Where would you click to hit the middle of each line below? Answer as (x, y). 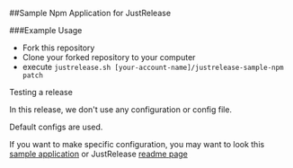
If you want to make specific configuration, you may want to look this (137, 144)
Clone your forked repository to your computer (109, 57)
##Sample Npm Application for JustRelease (90, 13)
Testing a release (41, 92)
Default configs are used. (56, 127)
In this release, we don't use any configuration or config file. (120, 110)
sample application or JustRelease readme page (99, 154)
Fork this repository (58, 48)
